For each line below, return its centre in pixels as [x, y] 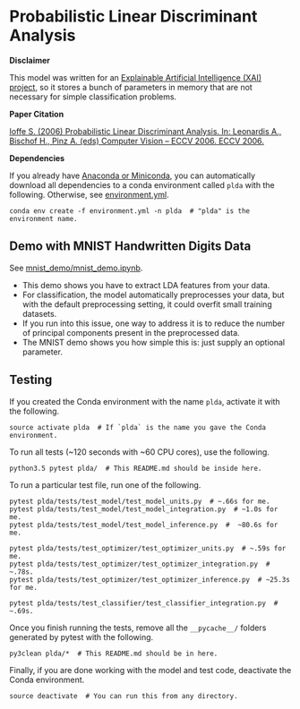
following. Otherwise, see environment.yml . [89, 194]
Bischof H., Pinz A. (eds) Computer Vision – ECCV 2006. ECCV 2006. [137, 141]
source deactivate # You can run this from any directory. [124, 696]
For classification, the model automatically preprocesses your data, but [153, 295]
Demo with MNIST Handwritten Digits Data [130, 247]
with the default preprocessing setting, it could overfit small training [147, 304]
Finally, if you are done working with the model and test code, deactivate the [150, 670]
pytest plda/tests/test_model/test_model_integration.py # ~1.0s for [144, 509]
